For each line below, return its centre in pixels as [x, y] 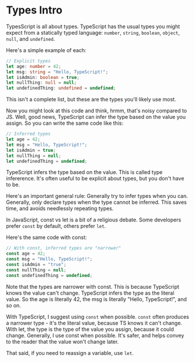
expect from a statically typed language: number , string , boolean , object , [93, 32]
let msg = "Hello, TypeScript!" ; [47, 145]
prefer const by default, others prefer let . [56, 226]
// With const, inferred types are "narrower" [64, 248]
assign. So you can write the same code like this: [65, 123]
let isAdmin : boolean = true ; [43, 77]
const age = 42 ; [26, 254]
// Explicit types [28, 61]
